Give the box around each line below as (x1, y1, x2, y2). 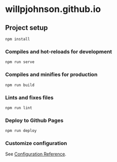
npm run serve (5, 59, 35, 64)
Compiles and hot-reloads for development (5, 48, 112, 55)
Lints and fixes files (5, 94, 54, 101)
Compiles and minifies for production (5, 71, 97, 78)
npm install (5, 36, 30, 41)
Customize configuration (5, 140, 67, 147)
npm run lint (5, 105, 32, 110)
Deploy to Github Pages (5, 116, 63, 123)
